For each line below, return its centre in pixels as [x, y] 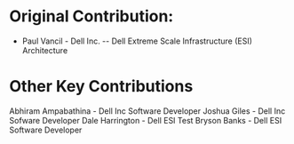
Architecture [45, 50]
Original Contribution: [91, 16]
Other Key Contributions [101, 87]
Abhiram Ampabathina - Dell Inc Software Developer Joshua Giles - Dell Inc [147, 111]
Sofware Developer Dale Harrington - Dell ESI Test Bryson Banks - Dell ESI [146, 120]
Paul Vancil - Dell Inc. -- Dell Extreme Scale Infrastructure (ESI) [137, 41]
